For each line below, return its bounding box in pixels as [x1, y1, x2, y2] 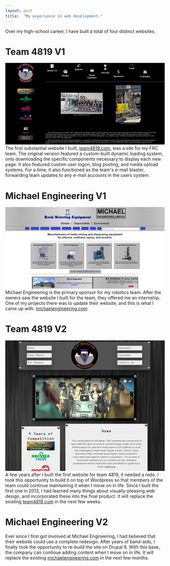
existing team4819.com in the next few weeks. [5, 498, 102, 505]
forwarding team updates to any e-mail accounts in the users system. [5, 172, 150, 178]
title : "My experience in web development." [5, 13, 103, 19]
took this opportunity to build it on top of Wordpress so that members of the [5, 477, 163, 483]
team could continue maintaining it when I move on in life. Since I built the [5, 483, 159, 489]
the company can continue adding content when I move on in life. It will [5, 549, 154, 556]
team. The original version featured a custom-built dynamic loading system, [5, 150, 163, 157]
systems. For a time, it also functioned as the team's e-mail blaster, [5, 167, 145, 173]
